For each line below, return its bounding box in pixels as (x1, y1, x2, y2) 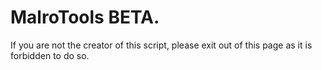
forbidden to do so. (10, 49, 90, 61)
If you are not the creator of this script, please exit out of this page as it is (10, 39, 313, 51)
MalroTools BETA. (10, 6, 160, 29)
